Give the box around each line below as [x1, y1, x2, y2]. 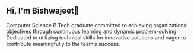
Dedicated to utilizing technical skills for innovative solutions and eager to [6, 34, 186, 41]
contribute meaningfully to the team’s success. [6, 40, 120, 47]
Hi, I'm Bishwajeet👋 [6, 6, 79, 16]
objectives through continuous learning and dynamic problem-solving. [6, 28, 178, 35]
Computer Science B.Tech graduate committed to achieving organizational [6, 21, 188, 28]
